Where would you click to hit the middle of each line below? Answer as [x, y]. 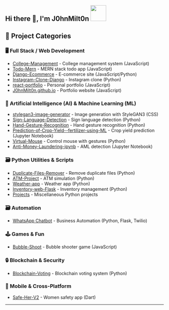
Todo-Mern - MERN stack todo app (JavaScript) [62, 69]
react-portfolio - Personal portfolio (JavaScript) [61, 85]
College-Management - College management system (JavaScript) [81, 64]
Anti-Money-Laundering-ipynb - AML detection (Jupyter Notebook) [82, 146]
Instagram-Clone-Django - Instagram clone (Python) [67, 80]
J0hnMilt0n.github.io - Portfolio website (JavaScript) [67, 90]
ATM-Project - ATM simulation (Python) [53, 178]
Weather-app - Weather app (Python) [51, 184]
